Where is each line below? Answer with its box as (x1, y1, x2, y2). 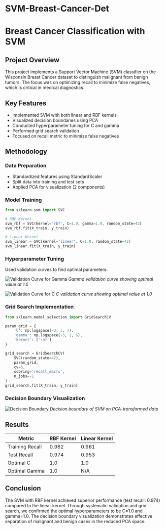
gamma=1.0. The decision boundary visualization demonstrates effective (5, 513, 153, 519)
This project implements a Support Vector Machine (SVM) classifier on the (5, 69, 156, 75)
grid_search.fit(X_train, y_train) (5, 383, 78, 388)
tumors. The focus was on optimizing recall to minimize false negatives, (5, 80, 151, 86)
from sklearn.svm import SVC (5, 207, 65, 213)
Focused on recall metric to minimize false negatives (12, 133, 119, 139)
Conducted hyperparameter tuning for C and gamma (12, 123, 120, 129)
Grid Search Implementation (5, 304, 74, 310)
